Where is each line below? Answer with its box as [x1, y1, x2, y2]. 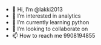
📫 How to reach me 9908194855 [11, 32, 96, 39]
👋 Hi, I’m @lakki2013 [11, 6, 64, 13]
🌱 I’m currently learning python [11, 19, 90, 26]
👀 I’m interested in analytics [11, 12, 81, 19]
